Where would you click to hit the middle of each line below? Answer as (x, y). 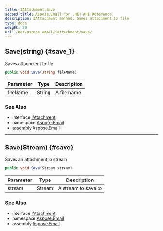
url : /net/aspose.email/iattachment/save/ (49, 32)
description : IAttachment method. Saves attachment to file (67, 18)
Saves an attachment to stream (36, 159)
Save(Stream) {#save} (40, 148)
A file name (68, 92)
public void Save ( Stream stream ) (39, 168)
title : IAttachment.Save (30, 9)
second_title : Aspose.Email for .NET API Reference (58, 14)
